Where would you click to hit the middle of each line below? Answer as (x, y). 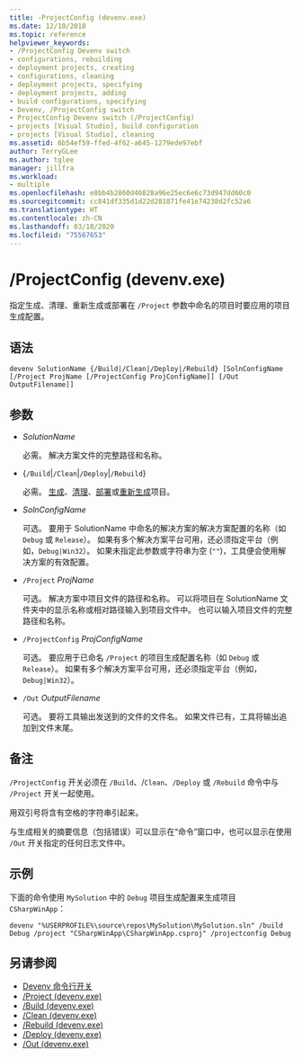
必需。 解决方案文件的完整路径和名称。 (94, 455)
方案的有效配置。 (62, 562)
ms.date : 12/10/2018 (48, 26)
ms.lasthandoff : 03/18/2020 (62, 227)
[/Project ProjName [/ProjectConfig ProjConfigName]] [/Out (124, 377)
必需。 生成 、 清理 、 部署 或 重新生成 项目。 (98, 492)
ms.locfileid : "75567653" (58, 235)
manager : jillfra (42, 168)
